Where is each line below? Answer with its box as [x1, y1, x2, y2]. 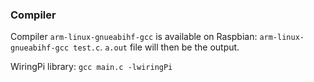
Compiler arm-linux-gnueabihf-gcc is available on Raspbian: [10, 31, 258, 43]
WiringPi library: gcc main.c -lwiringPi [10, 61, 173, 73]
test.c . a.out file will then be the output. [73, 41, 240, 53]
